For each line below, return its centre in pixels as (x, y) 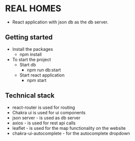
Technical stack (30, 96)
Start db (28, 64)
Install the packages (32, 49)
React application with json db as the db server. (60, 22)
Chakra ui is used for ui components (49, 112)
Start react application (42, 75)
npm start (37, 80)
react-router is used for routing (43, 107)
